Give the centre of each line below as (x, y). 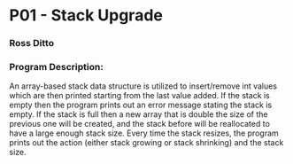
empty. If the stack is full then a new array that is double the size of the (139, 114)
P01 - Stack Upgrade (86, 16)
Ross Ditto (32, 43)
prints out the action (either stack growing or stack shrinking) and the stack (146, 143)
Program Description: (56, 67)
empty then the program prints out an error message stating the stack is (141, 105)
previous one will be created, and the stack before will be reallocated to (139, 124)
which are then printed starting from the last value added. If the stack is (139, 96)
